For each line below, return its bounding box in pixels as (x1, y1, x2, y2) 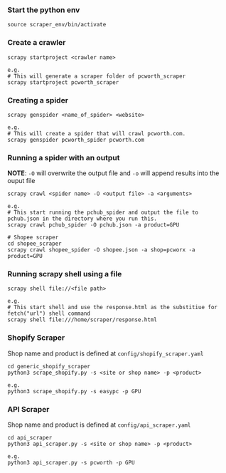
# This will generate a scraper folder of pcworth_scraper (7, 73, 186, 80)
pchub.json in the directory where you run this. (7, 215, 158, 222)
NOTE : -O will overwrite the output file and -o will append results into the (7, 169, 220, 177)
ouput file (7, 177, 36, 185)
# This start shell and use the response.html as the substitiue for (7, 304, 218, 311)
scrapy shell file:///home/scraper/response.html (7, 316, 158, 323)
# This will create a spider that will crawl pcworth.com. (7, 130, 186, 137)
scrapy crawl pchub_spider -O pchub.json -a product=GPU (7, 222, 180, 229)
